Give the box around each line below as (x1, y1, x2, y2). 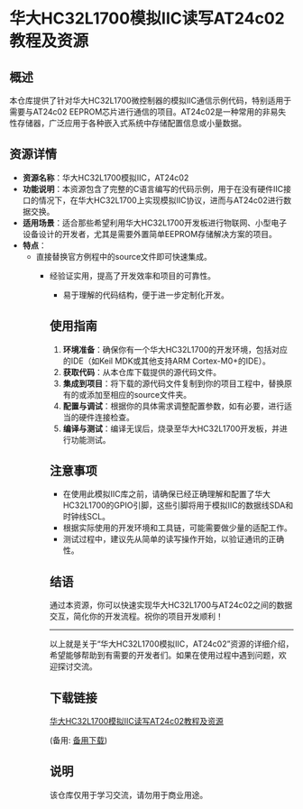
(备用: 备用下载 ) (49, 735, 108, 746)
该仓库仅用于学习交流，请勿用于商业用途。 (49, 789, 208, 800)
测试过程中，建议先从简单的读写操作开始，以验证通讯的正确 (62, 534, 285, 545)
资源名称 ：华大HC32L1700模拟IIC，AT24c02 (22, 172, 189, 183)
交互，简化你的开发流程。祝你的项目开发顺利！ (49, 611, 224, 622)
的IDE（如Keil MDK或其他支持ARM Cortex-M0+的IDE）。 (62, 355, 271, 366)
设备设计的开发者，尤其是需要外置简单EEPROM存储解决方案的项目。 (22, 228, 277, 239)
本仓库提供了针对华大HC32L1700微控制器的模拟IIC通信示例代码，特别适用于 (9, 96, 291, 106)
